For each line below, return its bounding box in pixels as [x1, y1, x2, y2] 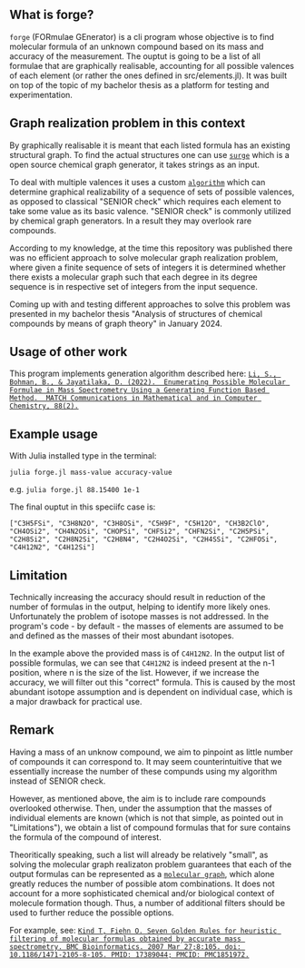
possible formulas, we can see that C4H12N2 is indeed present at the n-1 [9, 657, 275, 668]
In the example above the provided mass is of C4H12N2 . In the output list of [9, 648, 286, 659]
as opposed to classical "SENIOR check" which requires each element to [9, 195, 281, 207]
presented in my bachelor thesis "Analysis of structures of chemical [9, 308, 263, 319]
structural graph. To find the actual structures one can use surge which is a [9, 149, 290, 160]
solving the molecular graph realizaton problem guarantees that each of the [9, 858, 292, 870]
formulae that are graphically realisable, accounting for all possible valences [9, 60, 295, 71]
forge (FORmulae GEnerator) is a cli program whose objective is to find [9, 31, 275, 42]
